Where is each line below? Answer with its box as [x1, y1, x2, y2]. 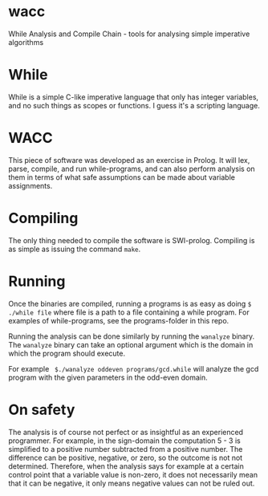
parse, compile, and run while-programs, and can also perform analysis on [8, 164, 255, 173]
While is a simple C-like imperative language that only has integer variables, [8, 91, 259, 102]
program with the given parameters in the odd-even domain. [8, 372, 208, 382]
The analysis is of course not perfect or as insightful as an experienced [8, 427, 243, 437]
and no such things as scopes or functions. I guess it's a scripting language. [8, 100, 261, 110]
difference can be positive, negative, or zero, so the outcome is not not [8, 453, 243, 462]
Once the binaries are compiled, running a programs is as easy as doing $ [8, 299, 252, 308]
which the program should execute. [8, 348, 126, 358]
